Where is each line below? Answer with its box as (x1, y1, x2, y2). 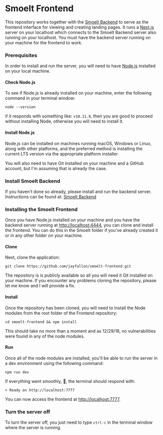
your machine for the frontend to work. (5, 39, 82, 45)
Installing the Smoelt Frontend (5, 206, 78, 212)
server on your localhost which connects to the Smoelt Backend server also (5, 29, 157, 35)
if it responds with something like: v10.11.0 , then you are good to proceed (5, 113, 153, 119)
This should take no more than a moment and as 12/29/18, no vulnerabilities (5, 328, 156, 334)
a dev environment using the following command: (5, 360, 104, 366)
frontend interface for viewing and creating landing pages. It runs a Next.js (5, 24, 154, 30)
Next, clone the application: (5, 254, 60, 261)
